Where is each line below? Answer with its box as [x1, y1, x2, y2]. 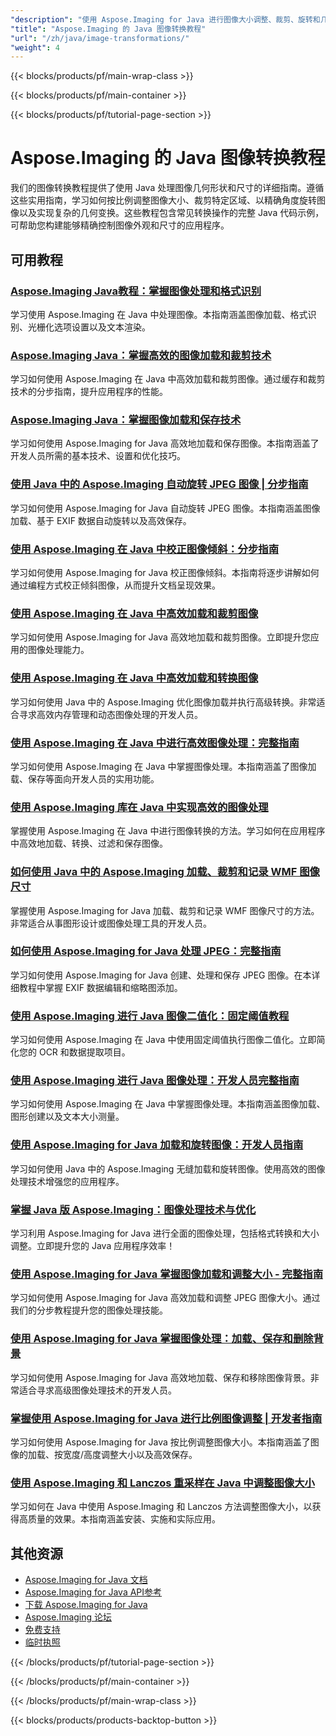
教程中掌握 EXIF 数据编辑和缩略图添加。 [18, 981, 183, 993]
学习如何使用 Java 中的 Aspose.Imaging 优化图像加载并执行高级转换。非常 [10, 696, 317, 708]
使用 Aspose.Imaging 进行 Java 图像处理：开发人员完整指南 [10, 1074, 300, 1088]
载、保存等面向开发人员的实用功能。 [10, 772, 160, 785]
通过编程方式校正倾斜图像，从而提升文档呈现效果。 [10, 579, 221, 591]
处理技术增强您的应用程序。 [10, 1175, 125, 1187]
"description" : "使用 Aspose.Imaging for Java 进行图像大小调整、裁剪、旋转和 [10, 14, 321, 25]
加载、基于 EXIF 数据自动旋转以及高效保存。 [10, 514, 192, 526]
